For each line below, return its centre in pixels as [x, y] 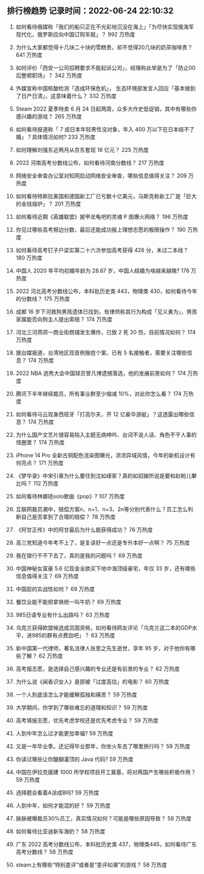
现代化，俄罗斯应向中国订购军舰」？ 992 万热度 [75, 34]
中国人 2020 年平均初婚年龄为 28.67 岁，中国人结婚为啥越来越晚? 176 [103, 270]
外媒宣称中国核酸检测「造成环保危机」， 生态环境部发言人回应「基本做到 [106, 88]
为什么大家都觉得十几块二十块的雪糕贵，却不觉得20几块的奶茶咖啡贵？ [104, 47]
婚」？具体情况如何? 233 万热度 [56, 137]
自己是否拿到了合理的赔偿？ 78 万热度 [68, 517]
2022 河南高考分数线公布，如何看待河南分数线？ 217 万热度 [90, 162]
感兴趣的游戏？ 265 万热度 [49, 116]
